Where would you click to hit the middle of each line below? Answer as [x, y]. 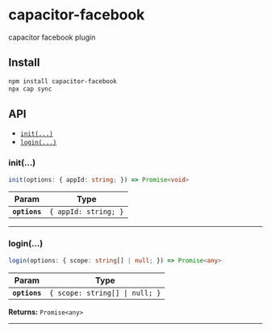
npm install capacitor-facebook [63, 81]
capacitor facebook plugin [52, 37]
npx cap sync [30, 89]
